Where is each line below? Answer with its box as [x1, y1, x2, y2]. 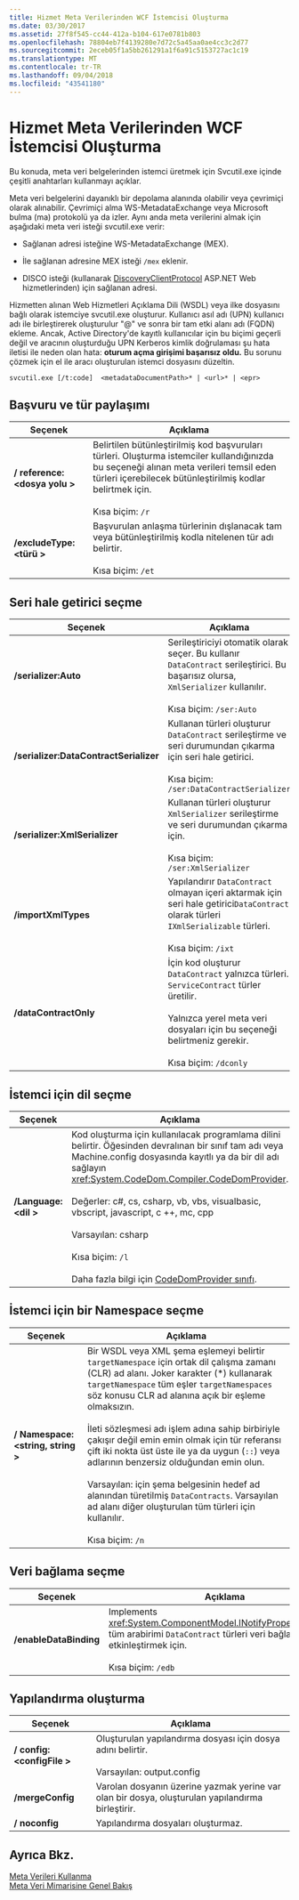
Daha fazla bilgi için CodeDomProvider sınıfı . [70, 1273, 257, 1285]
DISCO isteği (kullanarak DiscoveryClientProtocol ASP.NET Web [21, 272, 256, 283]
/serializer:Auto [13, 669, 82, 682]
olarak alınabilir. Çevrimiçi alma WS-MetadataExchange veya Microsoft [9, 202, 269, 213]
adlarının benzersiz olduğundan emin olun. [87, 1456, 265, 1468]
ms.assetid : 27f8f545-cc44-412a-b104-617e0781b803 [9, 29, 201, 38]
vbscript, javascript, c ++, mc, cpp [70, 1207, 214, 1218]
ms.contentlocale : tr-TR [9, 63, 101, 72]
